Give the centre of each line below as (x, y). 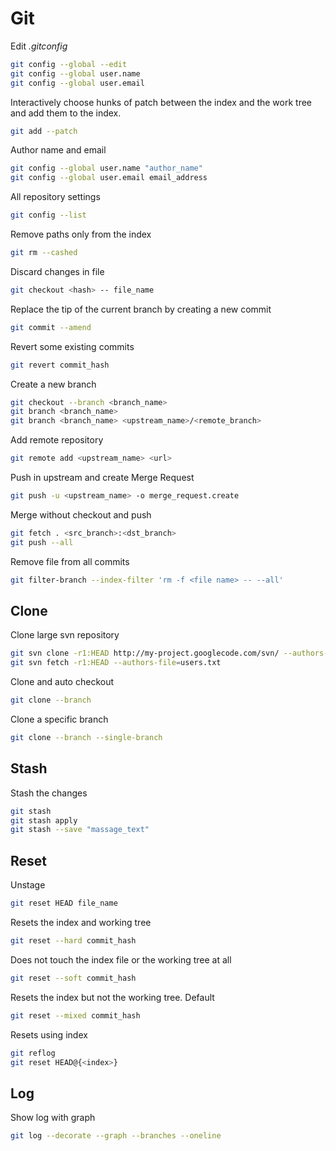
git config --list (48, 215)
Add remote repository (57, 440)
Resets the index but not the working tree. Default (112, 997)
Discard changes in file (57, 271)
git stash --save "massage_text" (80, 830)
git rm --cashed (44, 253)
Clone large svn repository (65, 635)
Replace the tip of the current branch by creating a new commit (141, 309)
